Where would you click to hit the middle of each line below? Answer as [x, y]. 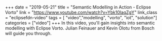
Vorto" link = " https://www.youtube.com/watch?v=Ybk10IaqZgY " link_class [81, 12]
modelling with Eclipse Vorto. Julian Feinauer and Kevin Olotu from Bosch [80, 28]
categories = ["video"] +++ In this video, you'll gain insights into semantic [80, 23]
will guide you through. [28, 33]
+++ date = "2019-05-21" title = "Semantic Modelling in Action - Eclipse [78, 7]
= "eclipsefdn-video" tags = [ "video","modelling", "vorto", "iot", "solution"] [81, 18]
